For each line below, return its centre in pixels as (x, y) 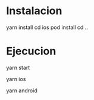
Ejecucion (31, 51)
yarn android (22, 91)
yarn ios (16, 79)
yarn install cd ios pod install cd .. (47, 27)
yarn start (18, 67)
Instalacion (34, 11)
